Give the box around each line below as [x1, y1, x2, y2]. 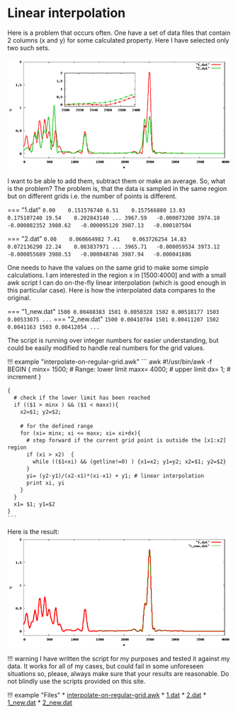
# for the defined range [20, 423, 93, 430]
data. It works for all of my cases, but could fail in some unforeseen [7, 662, 204, 670]
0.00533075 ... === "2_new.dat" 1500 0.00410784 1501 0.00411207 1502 [7, 315, 220, 323]
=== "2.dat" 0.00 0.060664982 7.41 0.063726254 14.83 [7, 234, 187, 243]
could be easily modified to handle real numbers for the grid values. [7, 343, 205, 352]
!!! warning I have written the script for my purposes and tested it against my [7, 654, 230, 663]
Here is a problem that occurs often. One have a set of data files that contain [7, 28, 231, 37]
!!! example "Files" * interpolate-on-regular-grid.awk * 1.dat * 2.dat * [7, 690, 207, 699]
